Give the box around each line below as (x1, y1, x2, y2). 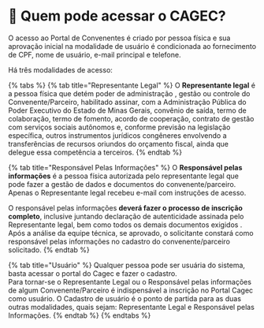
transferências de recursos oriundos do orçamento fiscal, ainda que (8, 139, 229, 148)
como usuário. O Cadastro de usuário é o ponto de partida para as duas (8, 293, 242, 303)
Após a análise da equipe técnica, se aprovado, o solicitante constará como (8, 228, 254, 237)
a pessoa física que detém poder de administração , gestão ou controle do (8, 88, 251, 98)
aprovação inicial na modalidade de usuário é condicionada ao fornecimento (8, 41, 257, 50)
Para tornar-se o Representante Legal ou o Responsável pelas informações (8, 277, 252, 286)
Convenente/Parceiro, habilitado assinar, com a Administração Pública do (8, 97, 247, 106)
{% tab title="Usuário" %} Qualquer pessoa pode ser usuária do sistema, (8, 260, 246, 270)
